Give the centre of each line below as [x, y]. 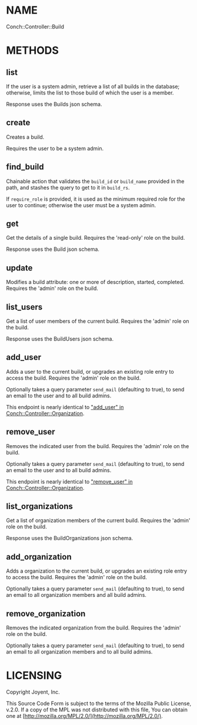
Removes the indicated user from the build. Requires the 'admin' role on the [98, 446]
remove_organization [46, 614]
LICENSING [34, 676]
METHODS [32, 50]
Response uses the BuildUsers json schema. [60, 339]
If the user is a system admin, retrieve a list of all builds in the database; [93, 86]
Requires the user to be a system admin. [55, 148]
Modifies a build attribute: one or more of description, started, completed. [95, 282]
